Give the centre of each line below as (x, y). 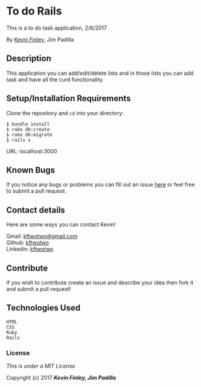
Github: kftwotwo (28, 243)
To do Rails (34, 11)
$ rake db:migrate (29, 135)
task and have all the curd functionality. (55, 79)
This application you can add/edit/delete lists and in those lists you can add (100, 73)
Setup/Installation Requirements (69, 99)
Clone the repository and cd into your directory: (65, 113)
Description (29, 59)
